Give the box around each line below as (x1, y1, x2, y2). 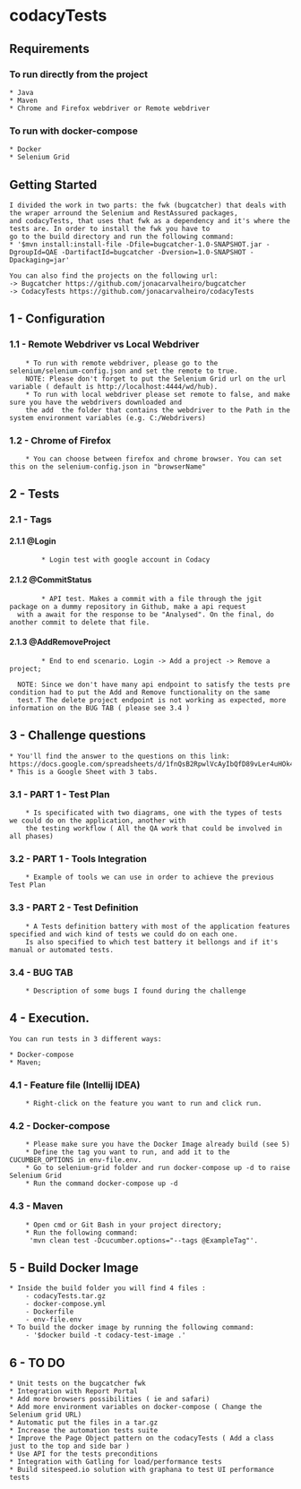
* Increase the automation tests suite (9, 1426, 159, 1435)
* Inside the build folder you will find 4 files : (9, 1284, 206, 1293)
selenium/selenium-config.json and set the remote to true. (9, 366, 239, 375)
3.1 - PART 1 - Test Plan (9, 788, 110, 800)
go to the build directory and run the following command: (9, 232, 235, 241)
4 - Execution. (9, 1011, 90, 1026)
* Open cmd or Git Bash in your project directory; (25, 1220, 222, 1229)
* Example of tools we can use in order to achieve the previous (25, 873, 275, 882)
